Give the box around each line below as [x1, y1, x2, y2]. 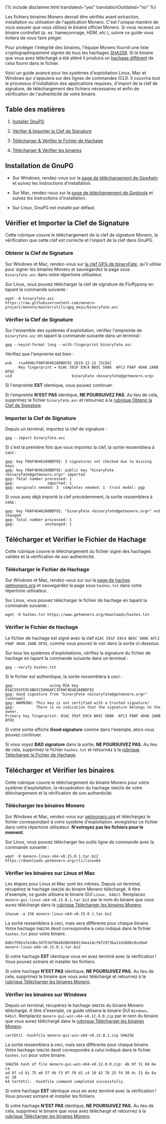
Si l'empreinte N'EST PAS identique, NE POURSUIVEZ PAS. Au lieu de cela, [5, 392, 159, 398]
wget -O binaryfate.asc [5, 296, 55, 301]
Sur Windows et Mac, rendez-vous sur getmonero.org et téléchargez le [5, 813, 151, 820]
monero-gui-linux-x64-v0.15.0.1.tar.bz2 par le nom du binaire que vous [5, 897, 155, 903]
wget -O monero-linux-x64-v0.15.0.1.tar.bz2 [5, 854, 99, 859]
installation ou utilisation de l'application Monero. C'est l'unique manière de [5, 19, 159, 25]
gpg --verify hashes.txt [5, 664, 56, 670]
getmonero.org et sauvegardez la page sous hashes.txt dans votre [5, 583, 142, 589]
